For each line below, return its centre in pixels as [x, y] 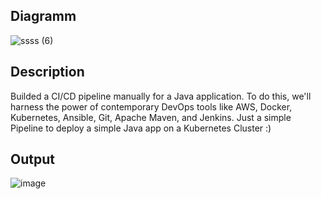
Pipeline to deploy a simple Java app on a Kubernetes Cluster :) [141, 128]
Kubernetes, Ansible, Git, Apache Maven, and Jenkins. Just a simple [151, 117]
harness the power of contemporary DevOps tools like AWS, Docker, [151, 106]
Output [32, 159]
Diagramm [43, 16]
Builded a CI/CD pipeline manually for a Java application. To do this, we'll [161, 96]
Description [47, 72]
